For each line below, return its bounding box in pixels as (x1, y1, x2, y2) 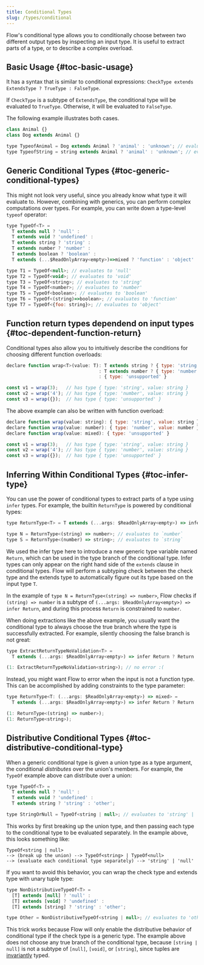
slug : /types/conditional (6, 15, 72, 21)
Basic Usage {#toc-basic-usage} (6, 62, 134, 72)
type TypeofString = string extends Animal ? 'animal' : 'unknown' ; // (6, 149, 191, 155)
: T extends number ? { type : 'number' (98, 368, 200, 374)
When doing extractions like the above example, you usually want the (6, 616, 180, 624)
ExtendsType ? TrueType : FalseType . (6, 85, 101, 92)
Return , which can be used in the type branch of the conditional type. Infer (6, 554, 193, 561)
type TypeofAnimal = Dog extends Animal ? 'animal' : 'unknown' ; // (6, 143, 183, 149)
